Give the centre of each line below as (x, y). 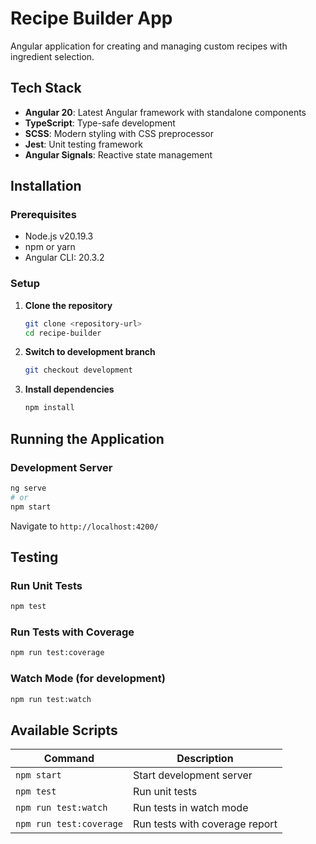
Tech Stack (46, 88)
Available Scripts (64, 730)
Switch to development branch (90, 352)
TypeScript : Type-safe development (100, 123)
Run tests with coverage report (205, 824)
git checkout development (78, 370)
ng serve (28, 488)
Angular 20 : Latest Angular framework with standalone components (165, 112)
